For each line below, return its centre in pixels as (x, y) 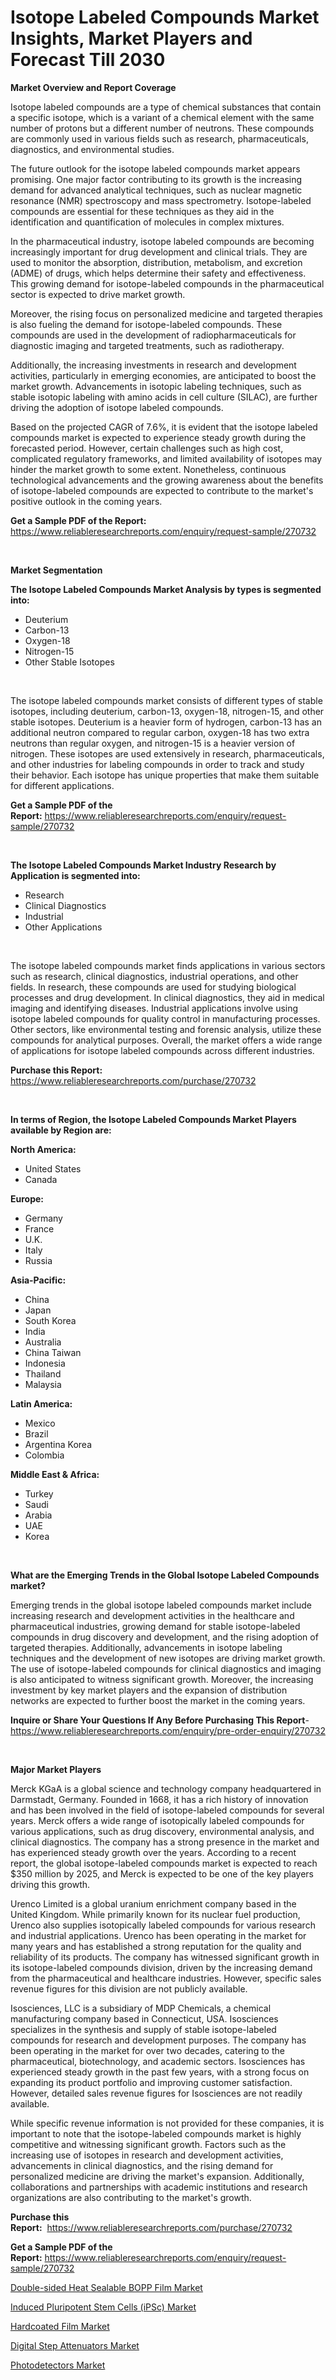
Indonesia (45, 1363)
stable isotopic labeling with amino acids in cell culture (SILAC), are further (164, 397)
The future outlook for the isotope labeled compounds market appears (155, 168)
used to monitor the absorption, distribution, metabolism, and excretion (156, 262)
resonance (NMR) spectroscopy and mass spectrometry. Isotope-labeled (161, 200)
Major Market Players (56, 1769)
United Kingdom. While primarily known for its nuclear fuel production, (155, 1914)
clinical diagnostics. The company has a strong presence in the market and (165, 1842)
